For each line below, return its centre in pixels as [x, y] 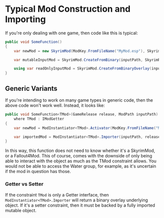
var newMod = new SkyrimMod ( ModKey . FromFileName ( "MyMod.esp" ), [80, 51]
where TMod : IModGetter [39, 119]
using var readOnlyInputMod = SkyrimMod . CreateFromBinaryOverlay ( [83, 69]
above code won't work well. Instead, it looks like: [55, 105]
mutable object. [21, 210]
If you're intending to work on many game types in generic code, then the [79, 100]
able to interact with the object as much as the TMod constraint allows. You [81, 161]
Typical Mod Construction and [68, 9]
